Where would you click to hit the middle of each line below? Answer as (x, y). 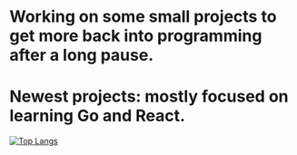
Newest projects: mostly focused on (149, 97)
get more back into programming (136, 36)
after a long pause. (82, 55)
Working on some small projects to (143, 17)
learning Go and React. (98, 116)
